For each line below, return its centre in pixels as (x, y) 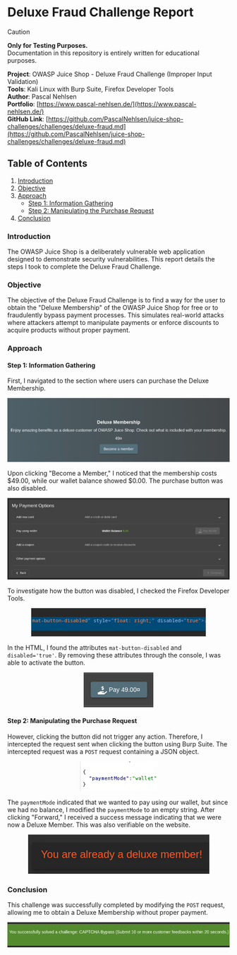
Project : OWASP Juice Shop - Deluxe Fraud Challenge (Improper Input (110, 74)
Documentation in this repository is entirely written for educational (103, 53)
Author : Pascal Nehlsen (42, 97)
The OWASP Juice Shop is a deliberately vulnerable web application (106, 252)
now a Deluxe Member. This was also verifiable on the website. (99, 825)
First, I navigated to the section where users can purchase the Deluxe (108, 381)
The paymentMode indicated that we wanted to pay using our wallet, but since (118, 802)
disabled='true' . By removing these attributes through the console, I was (114, 655)
